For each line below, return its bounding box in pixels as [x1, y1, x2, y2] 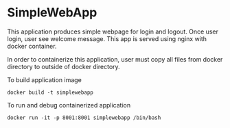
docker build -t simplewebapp [7, 89, 94, 96]
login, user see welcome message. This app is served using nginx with [7, 34, 207, 42]
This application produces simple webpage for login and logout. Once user [7, 27, 218, 36]
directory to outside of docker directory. [7, 62, 120, 71]
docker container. [7, 42, 57, 50]
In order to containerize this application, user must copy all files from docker [7, 55, 223, 63]
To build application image [7, 75, 82, 84]
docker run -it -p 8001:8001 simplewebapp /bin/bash [7, 114, 161, 121]
